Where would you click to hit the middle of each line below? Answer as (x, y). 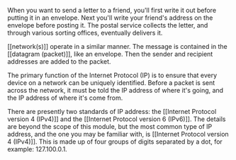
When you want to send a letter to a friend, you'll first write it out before (112, 10)
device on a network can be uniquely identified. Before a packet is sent (111, 83)
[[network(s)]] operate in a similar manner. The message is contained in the (118, 46)
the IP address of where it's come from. (65, 98)
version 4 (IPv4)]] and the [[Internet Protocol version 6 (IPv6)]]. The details (117, 119)
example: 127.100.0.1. (37, 149)
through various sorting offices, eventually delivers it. (85, 33)
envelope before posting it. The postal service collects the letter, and (108, 25)
